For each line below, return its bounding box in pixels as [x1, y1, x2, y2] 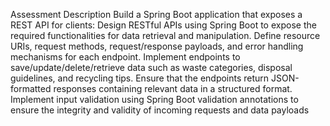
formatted [10, 83, 52, 94]
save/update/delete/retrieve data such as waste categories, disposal [10, 62, 293, 73]
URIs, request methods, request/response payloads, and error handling [10, 40, 304, 52]
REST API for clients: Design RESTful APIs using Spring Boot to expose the [10, 19, 317, 31]
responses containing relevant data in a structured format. [53, 83, 293, 94]
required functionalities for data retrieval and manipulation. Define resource [10, 30, 321, 41]
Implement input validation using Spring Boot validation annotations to [10, 94, 299, 105]
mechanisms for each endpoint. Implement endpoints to [10, 51, 241, 63]
